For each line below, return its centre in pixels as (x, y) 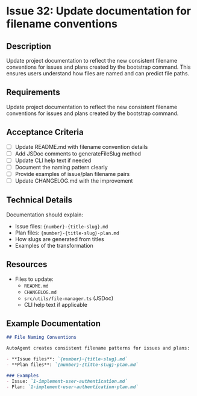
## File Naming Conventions (42, 338)
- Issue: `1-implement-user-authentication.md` (67, 381)
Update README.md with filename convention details (81, 146)
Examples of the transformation (54, 245)
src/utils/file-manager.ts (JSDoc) (69, 298)
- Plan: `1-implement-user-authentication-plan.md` (72, 387)
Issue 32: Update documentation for (99, 11)
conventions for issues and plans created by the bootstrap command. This (98, 67)
